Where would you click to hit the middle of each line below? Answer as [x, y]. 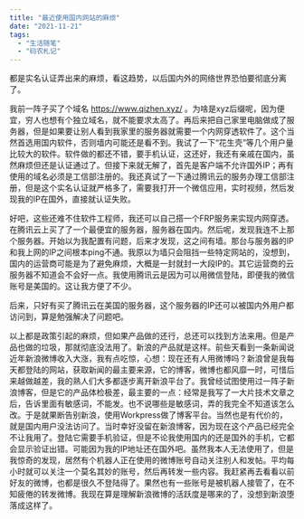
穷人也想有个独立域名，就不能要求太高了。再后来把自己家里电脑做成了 [156, 120]
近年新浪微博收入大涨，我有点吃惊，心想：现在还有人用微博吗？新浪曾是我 [148, 359]
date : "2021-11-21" [46, 26]
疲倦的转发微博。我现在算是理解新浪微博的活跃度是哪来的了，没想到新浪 [152, 495]
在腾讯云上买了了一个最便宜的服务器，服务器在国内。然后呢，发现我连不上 [148, 230]
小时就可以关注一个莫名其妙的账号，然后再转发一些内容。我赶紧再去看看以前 [152, 472]
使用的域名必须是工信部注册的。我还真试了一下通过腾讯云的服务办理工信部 [148, 176]
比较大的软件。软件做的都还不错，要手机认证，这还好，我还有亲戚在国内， [148, 154]
